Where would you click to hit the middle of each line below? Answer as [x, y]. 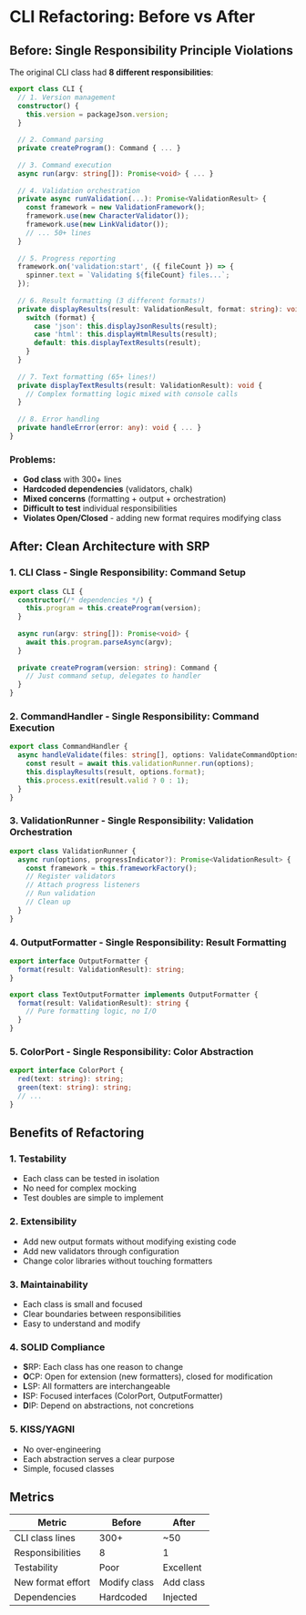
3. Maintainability [49, 1284]
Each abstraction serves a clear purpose [98, 1458]
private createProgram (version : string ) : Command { [118, 668]
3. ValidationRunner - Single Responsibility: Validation [132, 821]
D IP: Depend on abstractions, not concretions [108, 1405]
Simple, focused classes [68, 1468]
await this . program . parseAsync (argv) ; [99, 642]
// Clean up [48, 902]
